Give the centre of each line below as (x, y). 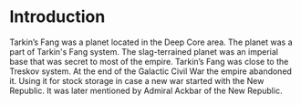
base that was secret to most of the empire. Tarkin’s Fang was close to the (149, 61)
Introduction (57, 17)
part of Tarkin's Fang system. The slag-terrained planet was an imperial (144, 51)
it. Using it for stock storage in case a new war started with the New (137, 80)
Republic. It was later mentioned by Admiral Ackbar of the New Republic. (146, 90)
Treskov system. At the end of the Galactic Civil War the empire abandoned (150, 71)
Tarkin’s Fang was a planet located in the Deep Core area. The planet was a (151, 42)
